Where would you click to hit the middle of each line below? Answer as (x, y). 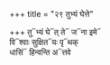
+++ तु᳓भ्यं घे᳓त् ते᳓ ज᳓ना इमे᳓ (55, 32)
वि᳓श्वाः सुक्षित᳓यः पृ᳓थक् (44, 42)
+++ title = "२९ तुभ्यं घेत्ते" (51, 14)
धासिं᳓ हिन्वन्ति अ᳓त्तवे (41, 52)
